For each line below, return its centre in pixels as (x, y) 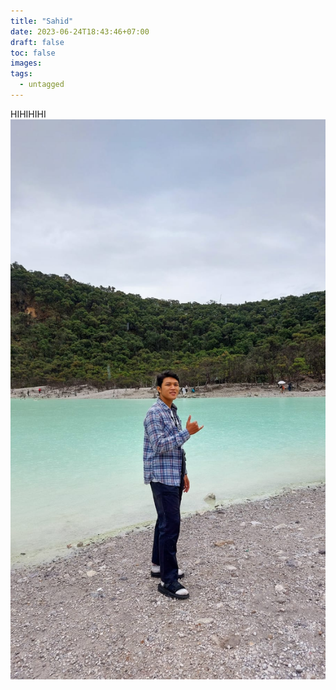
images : (26, 63)
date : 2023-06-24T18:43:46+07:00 (80, 31)
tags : (21, 74)
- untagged (42, 85)
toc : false (33, 53)
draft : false (37, 42)
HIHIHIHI (28, 114)
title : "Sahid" (42, 21)
